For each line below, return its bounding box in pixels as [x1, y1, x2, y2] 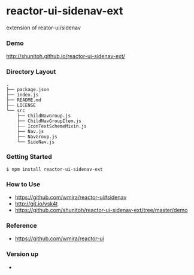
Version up [6, 250, 39, 258]
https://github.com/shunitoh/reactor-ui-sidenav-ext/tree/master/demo [14, 207, 188, 214]
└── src [6, 107, 26, 113]
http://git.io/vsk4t [14, 200, 58, 207]
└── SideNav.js [17, 139, 55, 145]
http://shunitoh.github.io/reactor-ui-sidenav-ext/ [6, 53, 126, 60]
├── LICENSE [6, 102, 36, 108]
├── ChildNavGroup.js [17, 113, 71, 119]
